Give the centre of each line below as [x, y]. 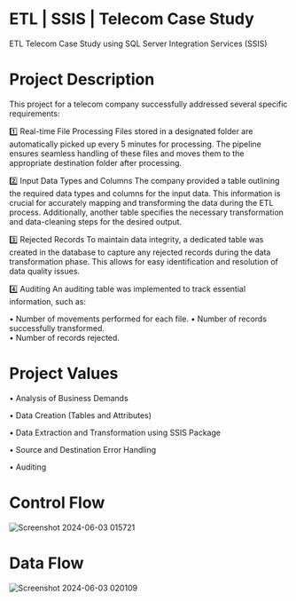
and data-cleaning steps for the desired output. [96, 221]
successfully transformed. [57, 328]
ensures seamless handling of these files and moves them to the [127, 153]
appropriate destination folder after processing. [96, 162]
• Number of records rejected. [64, 337]
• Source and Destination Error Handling [83, 449]
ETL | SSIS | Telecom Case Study [132, 19]
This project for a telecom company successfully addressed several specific [148, 104]
